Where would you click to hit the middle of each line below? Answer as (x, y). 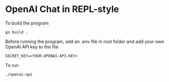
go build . (17, 32)
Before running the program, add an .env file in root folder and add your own (85, 41)
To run (12, 65)
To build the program (27, 23)
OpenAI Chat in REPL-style (62, 9)
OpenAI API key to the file (32, 46)
